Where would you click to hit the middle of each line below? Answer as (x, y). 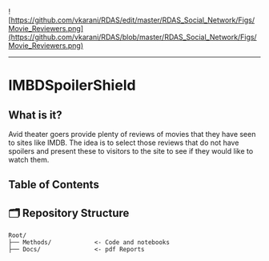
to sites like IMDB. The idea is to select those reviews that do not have (124, 143)
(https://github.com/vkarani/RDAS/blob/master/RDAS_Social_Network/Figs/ (133, 37)
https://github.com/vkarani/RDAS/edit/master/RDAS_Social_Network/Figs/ (132, 20)
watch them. (29, 160)
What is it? (35, 115)
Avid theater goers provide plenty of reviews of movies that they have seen (132, 134)
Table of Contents (54, 185)
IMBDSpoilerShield (72, 85)
